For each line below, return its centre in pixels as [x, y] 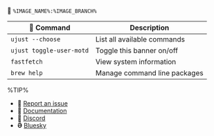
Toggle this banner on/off [137, 50]
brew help [27, 73]
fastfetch [27, 62]
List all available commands [141, 39]
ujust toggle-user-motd [50, 51]
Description [150, 28]
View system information [136, 62]
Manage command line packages [150, 73]
